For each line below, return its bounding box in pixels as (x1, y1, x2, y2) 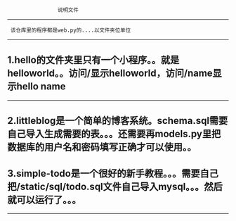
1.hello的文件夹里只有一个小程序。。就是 (7, 54, 180, 66)
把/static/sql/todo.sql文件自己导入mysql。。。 (7, 180, 204, 192)
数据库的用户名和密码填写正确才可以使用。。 (7, 141, 197, 153)
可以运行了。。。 (16, 194, 81, 206)
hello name (16, 80, 66, 93)
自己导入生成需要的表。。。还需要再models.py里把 (7, 128, 221, 140)
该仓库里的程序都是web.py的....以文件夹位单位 (10, 27, 131, 34)
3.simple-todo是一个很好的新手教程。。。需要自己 (7, 168, 219, 179)
